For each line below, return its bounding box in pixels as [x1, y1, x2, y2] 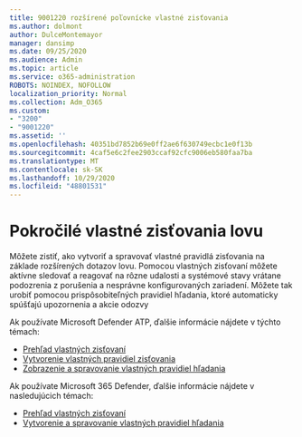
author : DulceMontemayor [9, 30, 103, 39]
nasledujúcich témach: [9, 391, 94, 402]
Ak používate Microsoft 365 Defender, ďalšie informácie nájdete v [9, 381, 255, 392]
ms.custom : [9, 106, 51, 115]
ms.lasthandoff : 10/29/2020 [9, 173, 116, 182]
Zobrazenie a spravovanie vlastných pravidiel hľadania [22, 364, 226, 374]
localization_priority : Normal [9, 89, 127, 98]
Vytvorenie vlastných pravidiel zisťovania [22, 354, 176, 364]
